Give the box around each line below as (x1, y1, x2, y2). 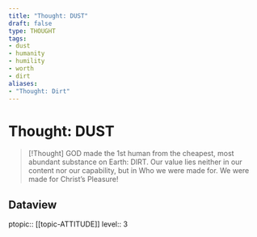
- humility (8, 57, 45, 66)
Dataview (8, 197, 57, 211)
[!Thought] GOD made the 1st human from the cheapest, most (27, 149, 234, 159)
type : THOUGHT (8, 27, 57, 35)
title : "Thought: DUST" (8, 11, 89, 20)
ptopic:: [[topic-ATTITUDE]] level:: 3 (8, 219, 128, 229)
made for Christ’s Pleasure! (27, 175, 119, 184)
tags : (8, 34, 27, 43)
